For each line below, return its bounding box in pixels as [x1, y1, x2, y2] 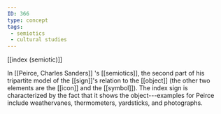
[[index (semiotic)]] [7, 55, 63, 64]
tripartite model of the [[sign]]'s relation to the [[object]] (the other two [7, 76, 211, 85]
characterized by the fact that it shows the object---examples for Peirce [7, 92, 215, 100]
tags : [7, 23, 23, 30]
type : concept [7, 17, 49, 24]
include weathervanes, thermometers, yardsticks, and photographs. [7, 99, 203, 107]
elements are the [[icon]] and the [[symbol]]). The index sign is [7, 84, 188, 92]
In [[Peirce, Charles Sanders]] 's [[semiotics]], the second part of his [7, 69, 205, 78]
